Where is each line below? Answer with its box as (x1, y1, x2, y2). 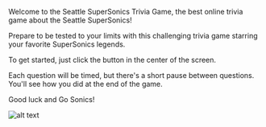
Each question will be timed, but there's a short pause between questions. (8, 71, 255, 80)
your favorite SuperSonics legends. (8, 39, 126, 49)
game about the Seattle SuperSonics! (8, 15, 132, 25)
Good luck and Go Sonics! (8, 95, 95, 104)
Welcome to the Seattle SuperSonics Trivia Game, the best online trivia (8, 7, 243, 16)
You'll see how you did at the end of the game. (8, 80, 163, 88)
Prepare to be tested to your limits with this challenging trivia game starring (8, 31, 258, 40)
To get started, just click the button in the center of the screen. (8, 55, 216, 64)
